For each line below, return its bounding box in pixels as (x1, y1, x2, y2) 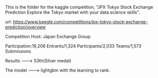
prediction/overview (5, 24, 46, 30)
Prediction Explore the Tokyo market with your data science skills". (5, 9, 140, 15)
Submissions (5, 49, 31, 54)
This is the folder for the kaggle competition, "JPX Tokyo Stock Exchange (5, 4, 154, 10)
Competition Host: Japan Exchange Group (5, 34, 91, 39)
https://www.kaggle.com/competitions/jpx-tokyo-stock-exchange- (13, 19, 148, 25)
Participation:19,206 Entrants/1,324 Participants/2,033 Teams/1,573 (5, 43, 142, 49)
